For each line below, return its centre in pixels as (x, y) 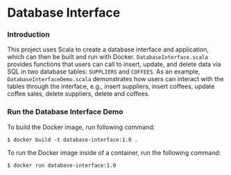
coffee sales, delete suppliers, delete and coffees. (79, 94)
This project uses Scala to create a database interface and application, (108, 49)
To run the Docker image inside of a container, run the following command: (114, 152)
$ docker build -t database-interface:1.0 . (72, 140)
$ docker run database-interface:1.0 (62, 165)
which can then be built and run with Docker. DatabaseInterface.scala (108, 57)
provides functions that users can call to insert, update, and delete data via (114, 65)
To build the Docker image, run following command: (81, 127)
